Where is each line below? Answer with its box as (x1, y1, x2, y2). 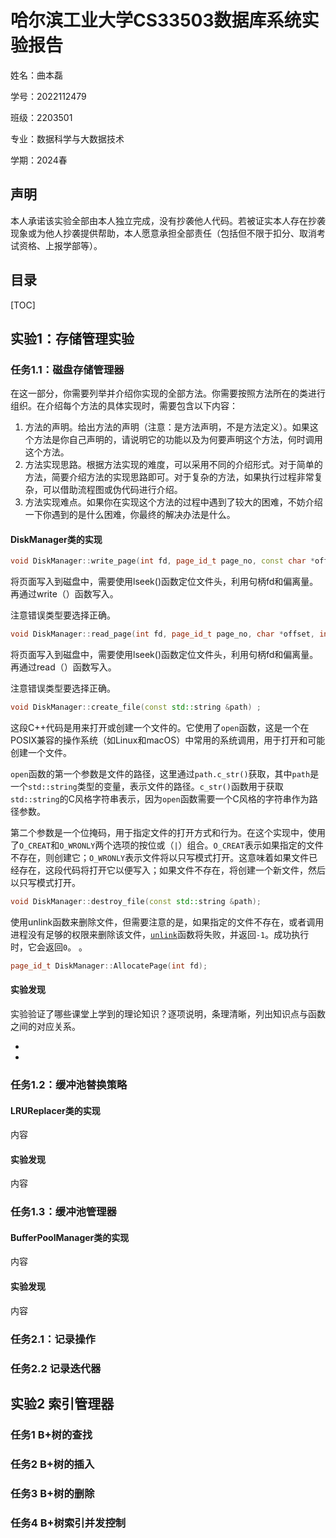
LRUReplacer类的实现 (10, 1104, 101, 1116)
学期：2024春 (10, 154, 68, 166)
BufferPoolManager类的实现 (10, 1231, 130, 1243)
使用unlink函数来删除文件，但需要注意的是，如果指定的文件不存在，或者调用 (10, 916, 325, 928)
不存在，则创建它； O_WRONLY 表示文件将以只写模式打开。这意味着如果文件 (10, 852, 310, 864)
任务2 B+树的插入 (10, 1457, 95, 1471)
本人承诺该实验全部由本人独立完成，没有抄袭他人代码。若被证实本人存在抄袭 (10, 214, 326, 226)
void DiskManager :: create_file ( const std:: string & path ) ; (10, 702, 262, 713)
